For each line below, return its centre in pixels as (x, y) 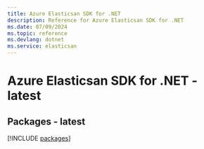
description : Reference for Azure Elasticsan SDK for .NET (96, 20)
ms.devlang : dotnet (36, 40)
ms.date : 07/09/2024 (38, 27)
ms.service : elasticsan (42, 46)
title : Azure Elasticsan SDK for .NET (64, 14)
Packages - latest (46, 121)
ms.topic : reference (38, 33)
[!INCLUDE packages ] (39, 138)
